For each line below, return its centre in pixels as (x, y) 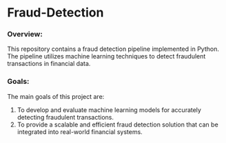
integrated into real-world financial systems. (80, 131)
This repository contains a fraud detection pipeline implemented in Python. (113, 49)
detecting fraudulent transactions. (65, 117)
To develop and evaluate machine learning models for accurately (109, 110)
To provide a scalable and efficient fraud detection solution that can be (117, 124)
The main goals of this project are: (56, 96)
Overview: (25, 34)
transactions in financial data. (49, 64)
